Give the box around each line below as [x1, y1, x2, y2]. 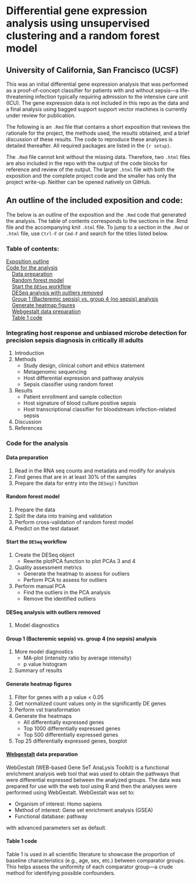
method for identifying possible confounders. [6, 869, 116, 876]
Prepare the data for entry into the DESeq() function [14, 480, 139, 487]
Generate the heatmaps [14, 712, 72, 719]
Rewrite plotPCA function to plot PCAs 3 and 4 [23, 557, 136, 564]
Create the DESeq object [14, 551, 75, 558]
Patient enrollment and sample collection [23, 393, 122, 401]
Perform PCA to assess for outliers [23, 576, 107, 583]
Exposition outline [6, 258, 49, 265]
